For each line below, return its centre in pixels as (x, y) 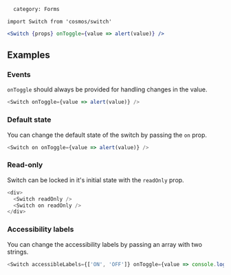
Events (19, 75)
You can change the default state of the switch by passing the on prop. (107, 135)
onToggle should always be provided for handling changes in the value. (107, 89)
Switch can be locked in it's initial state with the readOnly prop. (96, 180)
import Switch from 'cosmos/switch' (59, 21)
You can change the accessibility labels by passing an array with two (105, 244)
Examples (29, 55)
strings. (18, 252)
